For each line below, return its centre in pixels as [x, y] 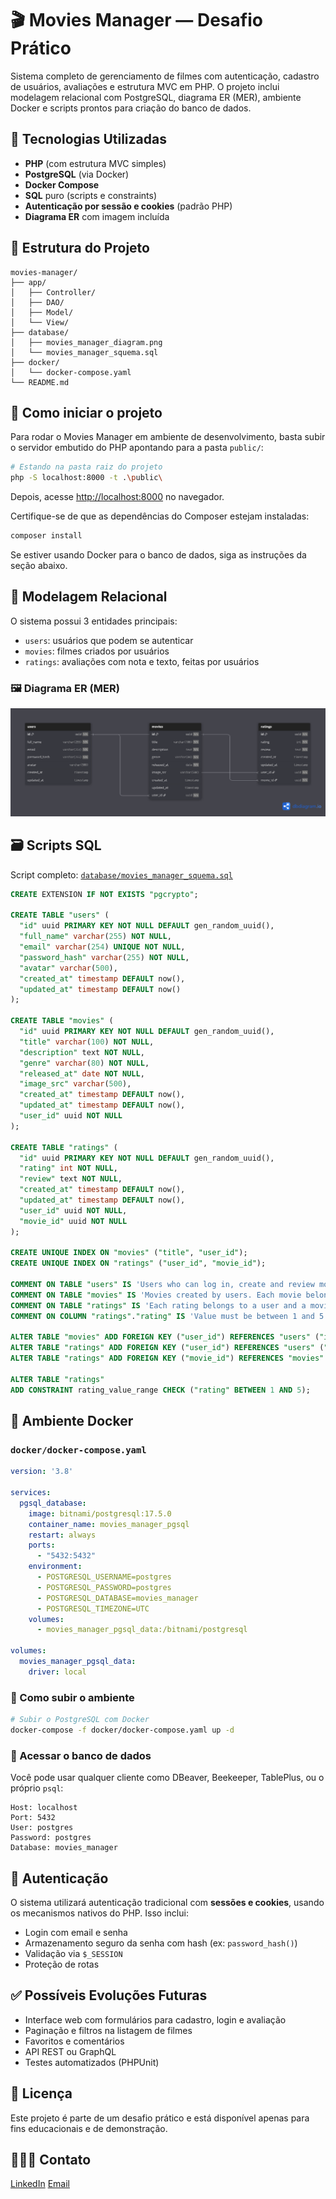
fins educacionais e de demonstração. [89, 2128]
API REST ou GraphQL [70, 2051]
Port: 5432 [33, 1818]
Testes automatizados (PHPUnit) [92, 2062]
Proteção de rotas [62, 1964]
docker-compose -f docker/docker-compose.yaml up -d [122, 1730]
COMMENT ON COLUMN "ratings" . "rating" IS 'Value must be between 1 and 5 [167, 1316]
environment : [55, 1567]
